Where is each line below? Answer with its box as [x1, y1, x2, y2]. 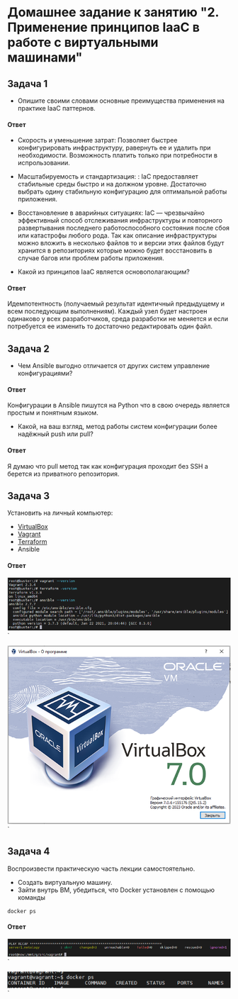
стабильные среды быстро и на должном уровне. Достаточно [17, 180, 207, 189]
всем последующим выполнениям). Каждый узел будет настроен [7, 307, 208, 316]
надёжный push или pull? [17, 430, 94, 438]
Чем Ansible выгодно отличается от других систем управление [17, 362, 210, 370]
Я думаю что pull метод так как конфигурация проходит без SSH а [7, 462, 209, 470]
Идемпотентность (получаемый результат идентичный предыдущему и [7, 299, 225, 308]
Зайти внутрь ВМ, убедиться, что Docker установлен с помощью [17, 886, 215, 894]
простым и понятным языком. [7, 408, 99, 417]
